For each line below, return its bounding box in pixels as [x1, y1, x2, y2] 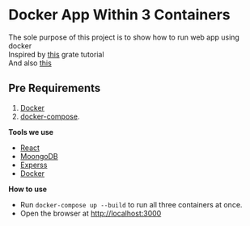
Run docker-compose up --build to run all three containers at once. [19, 199, 243, 209]
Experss [19, 160, 48, 169]
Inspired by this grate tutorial [8, 49, 104, 59]
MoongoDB [19, 151, 58, 161]
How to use [8, 184, 47, 194]
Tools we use [8, 127, 54, 136]
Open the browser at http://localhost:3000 [19, 208, 162, 218]
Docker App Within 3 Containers [8, 6, 231, 24]
